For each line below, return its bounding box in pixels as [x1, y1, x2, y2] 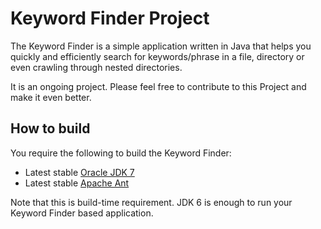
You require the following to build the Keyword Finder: [10, 147, 232, 159]
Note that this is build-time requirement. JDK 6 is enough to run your [10, 196, 293, 208]
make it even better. [10, 91, 92, 103]
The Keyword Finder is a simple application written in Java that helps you [10, 40, 312, 52]
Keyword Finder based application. [10, 207, 154, 219]
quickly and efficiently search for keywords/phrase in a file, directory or [10, 50, 305, 62]
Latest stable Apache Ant [24, 177, 130, 189]
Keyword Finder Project [10, 7, 210, 30]
